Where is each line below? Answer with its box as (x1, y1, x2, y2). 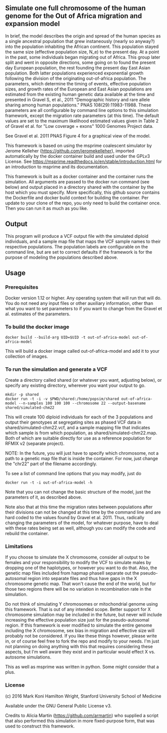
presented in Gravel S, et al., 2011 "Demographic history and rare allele (5, 96, 151, 102)
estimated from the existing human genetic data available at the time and (5, 91, 155, 97)
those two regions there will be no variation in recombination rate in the (5, 586, 152, 592)
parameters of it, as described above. (5, 494, 82, 500)
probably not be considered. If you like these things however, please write (5, 633, 157, 639)
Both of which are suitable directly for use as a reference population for (5, 435, 152, 441)
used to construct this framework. (5, 723, 75, 729)
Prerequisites (5, 283, 38, 290)
